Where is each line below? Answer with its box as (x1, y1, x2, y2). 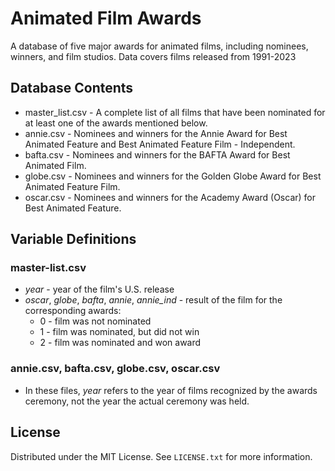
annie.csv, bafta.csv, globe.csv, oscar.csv (10, 362, 221, 376)
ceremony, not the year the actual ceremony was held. (24, 395, 250, 407)
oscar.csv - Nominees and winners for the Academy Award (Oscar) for (24, 191, 316, 203)
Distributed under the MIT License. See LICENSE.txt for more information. (10, 450, 313, 462)
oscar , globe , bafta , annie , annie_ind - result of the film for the (24, 294, 283, 306)
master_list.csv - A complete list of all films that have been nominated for (24, 106, 326, 118)
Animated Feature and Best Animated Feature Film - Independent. (24, 138, 296, 150)
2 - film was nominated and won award (39, 337, 202, 349)
